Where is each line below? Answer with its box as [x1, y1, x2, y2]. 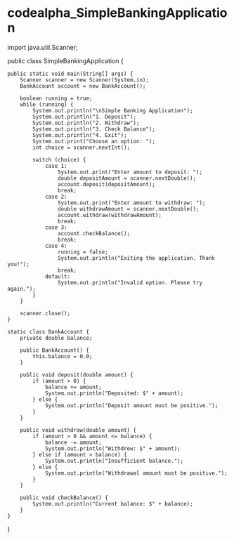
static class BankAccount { [7, 328, 90, 335]
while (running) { [20, 100, 74, 108]
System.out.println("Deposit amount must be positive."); [44, 402, 219, 409]
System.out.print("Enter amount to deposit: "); [57, 169, 202, 176]
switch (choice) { [32, 156, 86, 163]
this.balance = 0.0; [32, 353, 93, 360]
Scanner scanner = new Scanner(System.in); [20, 76, 150, 84]
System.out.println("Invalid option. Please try [57, 279, 202, 286]
